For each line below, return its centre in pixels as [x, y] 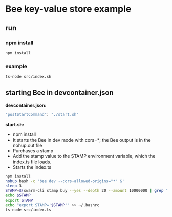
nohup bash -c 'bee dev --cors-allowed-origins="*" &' [65, 181]
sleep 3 [14, 186]
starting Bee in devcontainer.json [59, 93]
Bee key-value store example [68, 9]
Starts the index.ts [32, 167]
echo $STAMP [18, 195]
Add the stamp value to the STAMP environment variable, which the [84, 156]
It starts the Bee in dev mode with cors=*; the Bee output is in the [82, 140]
